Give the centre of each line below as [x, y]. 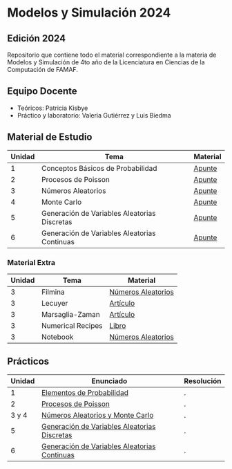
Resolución [203, 380]
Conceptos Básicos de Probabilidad [99, 168]
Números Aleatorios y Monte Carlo [97, 415]
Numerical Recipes [72, 325]
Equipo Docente [42, 91]
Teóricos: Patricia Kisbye [52, 108]
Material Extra [31, 262]
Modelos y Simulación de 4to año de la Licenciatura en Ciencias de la [106, 62]
